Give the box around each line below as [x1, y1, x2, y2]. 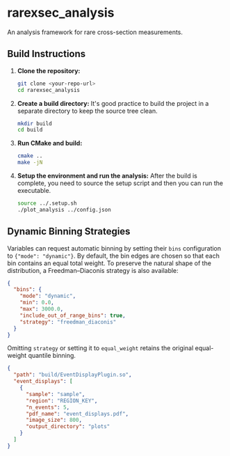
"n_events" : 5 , [25, 404, 70, 411]
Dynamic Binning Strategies [7, 226, 131, 237]
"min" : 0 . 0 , [19, 299, 54, 306]
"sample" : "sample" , [25, 391, 85, 398]
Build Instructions [7, 48, 86, 60]
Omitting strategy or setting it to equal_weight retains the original [7, 344, 194, 352]
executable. [17, 187, 51, 194]
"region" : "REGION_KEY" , [25, 397, 98, 404]
